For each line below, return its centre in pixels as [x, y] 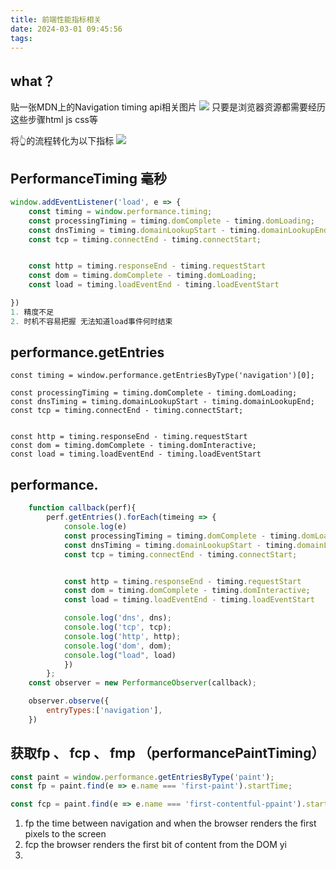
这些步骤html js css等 [54, 120]
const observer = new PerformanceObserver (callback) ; [142, 683]
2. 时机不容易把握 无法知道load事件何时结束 [91, 321]
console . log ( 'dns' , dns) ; [117, 618]
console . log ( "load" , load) [120, 655]
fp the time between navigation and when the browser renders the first [170, 823]
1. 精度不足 [32, 312]
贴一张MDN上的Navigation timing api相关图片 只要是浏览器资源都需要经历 [168, 107]
